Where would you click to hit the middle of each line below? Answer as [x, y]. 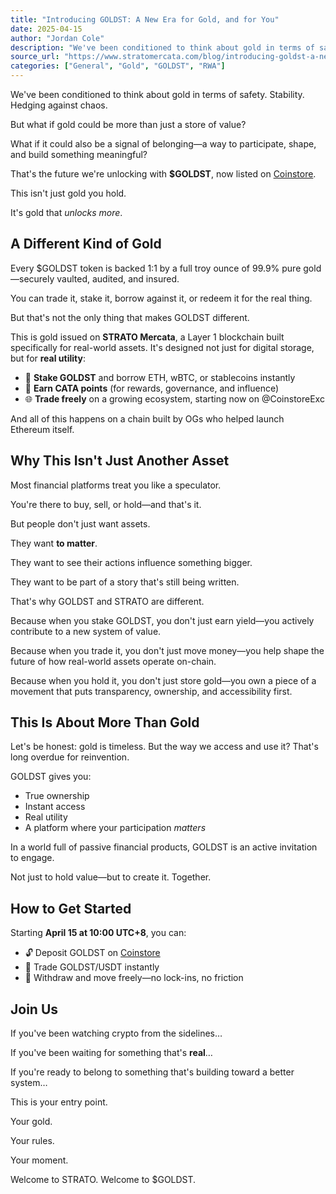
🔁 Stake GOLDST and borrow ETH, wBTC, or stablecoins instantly [160, 377]
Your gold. [31, 1122]
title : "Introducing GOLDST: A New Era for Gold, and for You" [145, 19]
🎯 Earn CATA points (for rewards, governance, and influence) [152, 388]
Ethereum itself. [42, 429]
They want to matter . [54, 543]
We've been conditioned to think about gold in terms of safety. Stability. [157, 94]
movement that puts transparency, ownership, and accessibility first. [151, 691]
